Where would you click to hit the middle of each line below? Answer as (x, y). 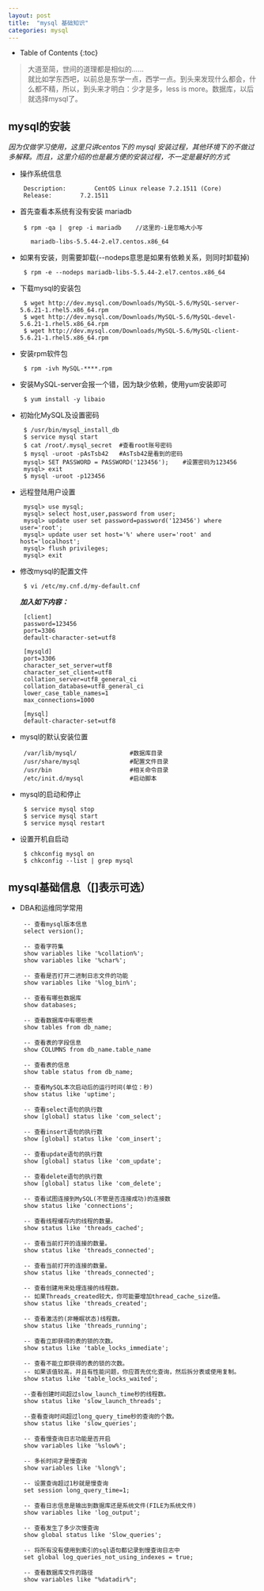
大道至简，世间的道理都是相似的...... (85, 69)
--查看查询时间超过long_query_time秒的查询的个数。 (100, 1417)
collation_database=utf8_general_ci (84, 687)
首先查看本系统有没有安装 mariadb (75, 212)
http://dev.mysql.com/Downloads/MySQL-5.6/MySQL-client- (144, 331)
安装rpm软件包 (44, 354)
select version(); (54, 931)
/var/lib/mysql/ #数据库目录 (93, 753)
